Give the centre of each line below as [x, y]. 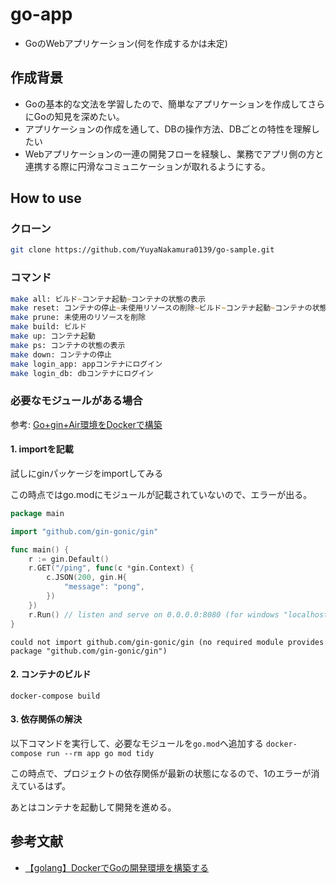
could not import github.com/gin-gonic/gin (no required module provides [167, 642]
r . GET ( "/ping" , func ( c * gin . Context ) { [111, 568]
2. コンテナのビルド [51, 674]
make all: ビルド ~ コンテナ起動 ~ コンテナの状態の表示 [108, 299]
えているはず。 [40, 786]
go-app [41, 14]
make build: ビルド [48, 327]
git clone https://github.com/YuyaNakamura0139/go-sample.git [142, 250]
